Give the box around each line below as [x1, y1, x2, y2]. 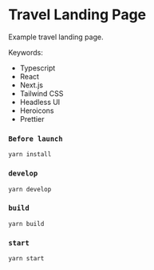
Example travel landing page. [8, 32, 104, 42]
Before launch [8, 134, 63, 143]
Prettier [19, 114, 45, 123]
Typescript [19, 62, 56, 73]
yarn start [8, 255, 45, 263]
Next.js [19, 80, 44, 90]
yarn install [8, 151, 52, 159]
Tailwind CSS [19, 88, 64, 98]
